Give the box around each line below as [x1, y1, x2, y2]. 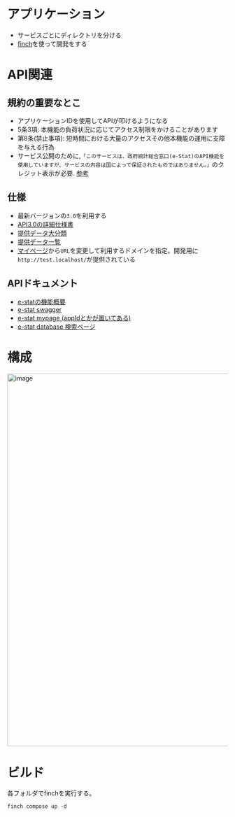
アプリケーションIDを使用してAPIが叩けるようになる [17, 116, 169, 125]
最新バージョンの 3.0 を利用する [17, 211, 107, 220]
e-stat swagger [17, 305, 62, 313]
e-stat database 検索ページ [17, 322, 96, 331]
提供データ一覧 [17, 237, 61, 246]
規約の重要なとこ [7, 97, 81, 108]
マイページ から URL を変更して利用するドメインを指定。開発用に [17, 246, 199, 255]
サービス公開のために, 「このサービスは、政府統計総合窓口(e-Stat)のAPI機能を [17, 151, 225, 159]
